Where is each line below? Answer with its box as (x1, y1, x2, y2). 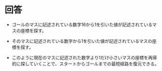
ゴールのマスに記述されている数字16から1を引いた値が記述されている (11, 22, 153, 27)
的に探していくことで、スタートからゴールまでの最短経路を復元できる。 (11, 61, 160, 67)
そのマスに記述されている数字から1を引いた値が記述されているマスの (11, 38, 153, 44)
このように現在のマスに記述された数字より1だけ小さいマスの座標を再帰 (11, 54, 157, 60)
